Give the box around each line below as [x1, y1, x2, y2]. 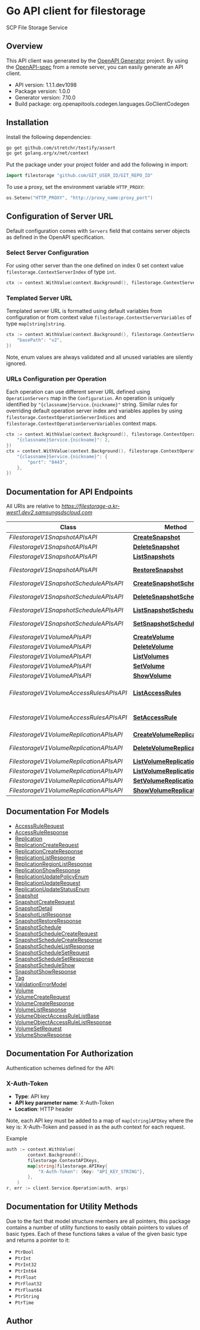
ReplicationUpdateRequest [14, 879, 80, 886]
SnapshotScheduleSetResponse [14, 955, 94, 962]
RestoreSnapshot [133, 566, 183, 574]
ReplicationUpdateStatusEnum [14, 885, 90, 893]
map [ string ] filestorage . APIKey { [27, 1163, 108, 1169]
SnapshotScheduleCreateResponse [14, 936, 102, 943]
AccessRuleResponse [14, 828, 68, 835]
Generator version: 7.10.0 [14, 94, 76, 101]
